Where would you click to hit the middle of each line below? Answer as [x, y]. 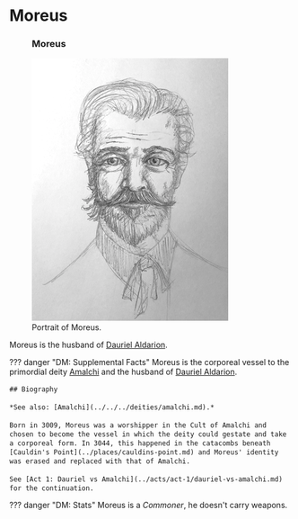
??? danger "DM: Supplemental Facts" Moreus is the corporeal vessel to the [149, 362]
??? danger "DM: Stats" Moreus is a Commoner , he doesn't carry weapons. [149, 506]
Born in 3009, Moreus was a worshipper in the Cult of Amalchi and [138, 425]
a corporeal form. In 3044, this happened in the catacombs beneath [140, 443]
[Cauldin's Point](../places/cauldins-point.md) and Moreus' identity [144, 452]
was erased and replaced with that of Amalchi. [100, 461]
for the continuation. [52, 488]
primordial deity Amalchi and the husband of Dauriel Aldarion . [123, 372]
